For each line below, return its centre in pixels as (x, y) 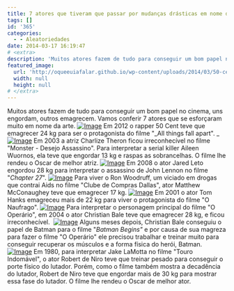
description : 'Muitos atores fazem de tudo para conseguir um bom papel (115, 59)
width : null (31, 78)
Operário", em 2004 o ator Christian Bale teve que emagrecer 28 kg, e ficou (116, 215)
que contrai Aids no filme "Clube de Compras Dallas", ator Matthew (104, 185)
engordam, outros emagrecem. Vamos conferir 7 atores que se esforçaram (115, 118)
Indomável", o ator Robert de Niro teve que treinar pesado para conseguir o (115, 259)
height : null (32, 85)
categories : (24, 33)
